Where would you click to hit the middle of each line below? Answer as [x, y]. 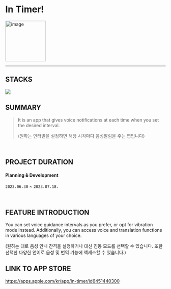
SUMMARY [23, 107]
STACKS [19, 79]
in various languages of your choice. [44, 235]
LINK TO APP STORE [38, 269]
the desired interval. [39, 125]
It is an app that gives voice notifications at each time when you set [88, 120]
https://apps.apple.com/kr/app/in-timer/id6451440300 [63, 281]
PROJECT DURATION [39, 162]
